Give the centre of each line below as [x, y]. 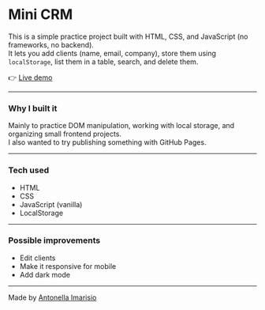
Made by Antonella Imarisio [52, 297]
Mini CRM [41, 15]
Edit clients [37, 258]
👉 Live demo [30, 77]
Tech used [29, 170]
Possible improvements [54, 240]
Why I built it [33, 108]
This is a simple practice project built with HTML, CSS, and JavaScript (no [128, 36]
